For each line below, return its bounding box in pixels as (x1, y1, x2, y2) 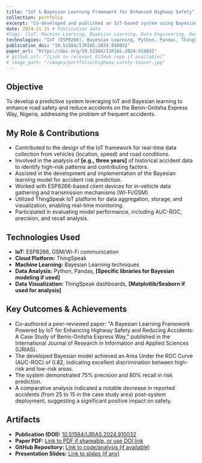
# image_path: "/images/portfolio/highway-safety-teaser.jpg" (6, 59, 165, 65)
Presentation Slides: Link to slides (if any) (14, 450, 120, 457)
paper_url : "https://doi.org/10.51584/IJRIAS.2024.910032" (6, 48, 158, 54)
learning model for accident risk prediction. (14, 176, 122, 184)
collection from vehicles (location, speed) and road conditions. (14, 150, 170, 158)
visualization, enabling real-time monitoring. (14, 202, 124, 209)
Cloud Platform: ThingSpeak (14, 254, 87, 261)
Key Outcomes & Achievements (6, 304, 127, 315)
